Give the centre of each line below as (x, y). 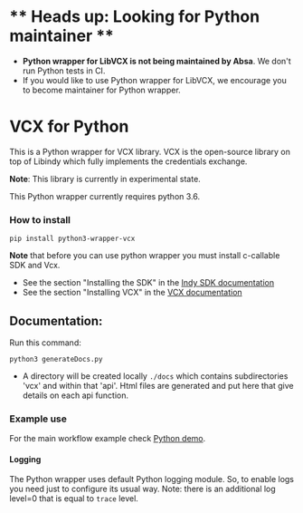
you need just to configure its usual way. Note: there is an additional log (142, 489)
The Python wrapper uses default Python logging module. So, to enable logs (151, 479)
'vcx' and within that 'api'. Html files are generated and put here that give (158, 385)
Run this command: (45, 343)
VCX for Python (69, 126)
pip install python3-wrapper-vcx (72, 239)
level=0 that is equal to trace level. (74, 498)
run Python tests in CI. (64, 71)
